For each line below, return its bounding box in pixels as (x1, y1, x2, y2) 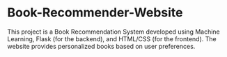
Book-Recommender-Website (7, 5, 183, 21)
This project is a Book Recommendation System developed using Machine (7, 27, 221, 36)
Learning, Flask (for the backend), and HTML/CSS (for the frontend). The (7, 34, 217, 43)
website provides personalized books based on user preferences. (7, 42, 196, 50)
